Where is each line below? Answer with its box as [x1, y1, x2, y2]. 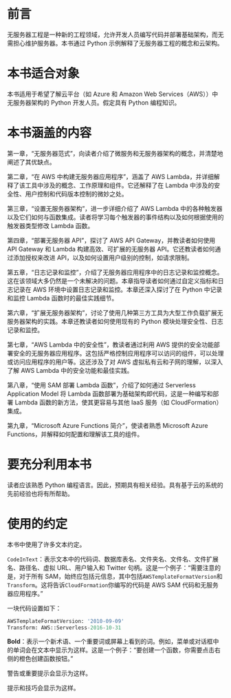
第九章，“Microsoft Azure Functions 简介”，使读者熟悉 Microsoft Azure [7, 421, 208, 429]
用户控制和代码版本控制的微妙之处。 [25, 189, 128, 198]
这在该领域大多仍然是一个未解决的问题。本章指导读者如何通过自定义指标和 [7, 276, 218, 285]
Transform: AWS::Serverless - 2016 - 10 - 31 [7, 624, 122, 631]
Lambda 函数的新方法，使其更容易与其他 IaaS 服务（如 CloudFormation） [14, 398, 223, 407]
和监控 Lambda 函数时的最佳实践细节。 [7, 294, 118, 302]
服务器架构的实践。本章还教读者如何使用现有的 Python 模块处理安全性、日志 [7, 317, 223, 325]
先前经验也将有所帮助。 [7, 489, 74, 497]
